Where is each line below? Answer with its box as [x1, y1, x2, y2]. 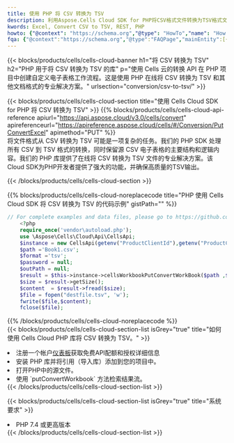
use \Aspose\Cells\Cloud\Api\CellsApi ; [19, 233, 136, 240]
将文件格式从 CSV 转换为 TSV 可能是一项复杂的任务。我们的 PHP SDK [7, 137, 208, 145]
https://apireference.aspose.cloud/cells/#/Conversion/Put [58, 121, 224, 130]
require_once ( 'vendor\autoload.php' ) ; [19, 226, 132, 233]
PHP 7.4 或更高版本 [16, 421, 71, 429]
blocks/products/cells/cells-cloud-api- [114, 106, 224, 114]
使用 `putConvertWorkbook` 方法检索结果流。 [16, 375, 146, 383]
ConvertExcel [7, 128, 46, 137]
